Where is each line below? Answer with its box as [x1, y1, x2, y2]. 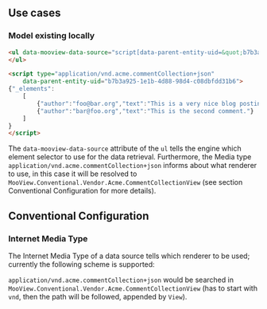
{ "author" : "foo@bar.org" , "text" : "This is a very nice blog [37, 100, 237, 108]
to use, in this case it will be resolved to [8, 169, 137, 178]
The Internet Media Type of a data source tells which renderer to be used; [8, 251, 250, 260]
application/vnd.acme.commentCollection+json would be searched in [8, 275, 234, 284]
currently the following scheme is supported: [8, 260, 155, 269]
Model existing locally [8, 30, 95, 41]
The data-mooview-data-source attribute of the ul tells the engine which [8, 143, 242, 154]
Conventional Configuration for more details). [8, 186, 157, 196]
